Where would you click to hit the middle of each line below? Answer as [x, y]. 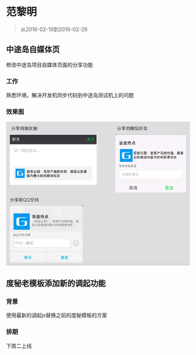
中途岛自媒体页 [33, 49]
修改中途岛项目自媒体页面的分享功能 [50, 64]
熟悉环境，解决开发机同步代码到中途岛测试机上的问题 [70, 95]
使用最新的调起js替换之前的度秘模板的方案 [57, 315]
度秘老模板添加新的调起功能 [56, 283]
